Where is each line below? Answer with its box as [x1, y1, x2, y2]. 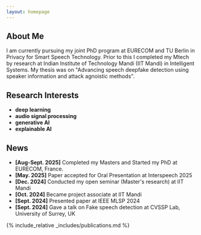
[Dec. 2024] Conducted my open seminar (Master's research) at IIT [14, 178, 184, 186]
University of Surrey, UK [14, 210, 75, 218]
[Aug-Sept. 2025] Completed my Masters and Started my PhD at [14, 159, 178, 166]
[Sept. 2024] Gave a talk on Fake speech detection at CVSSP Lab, [14, 204, 180, 211]
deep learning [14, 106, 51, 113]
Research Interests [6, 90, 79, 100]
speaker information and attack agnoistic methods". [6, 73, 135, 80]
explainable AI [14, 125, 53, 133]
